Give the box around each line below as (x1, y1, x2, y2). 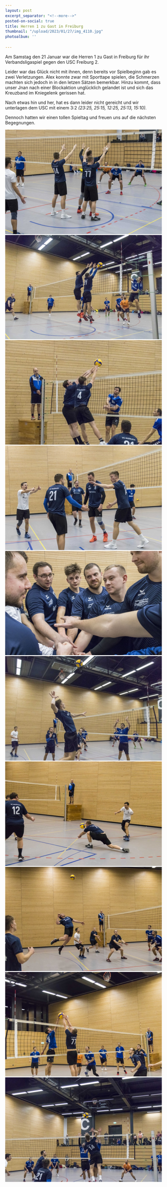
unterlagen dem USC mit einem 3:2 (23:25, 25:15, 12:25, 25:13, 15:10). (5, 104, 147, 110)
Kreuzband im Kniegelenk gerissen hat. (5, 90, 86, 96)
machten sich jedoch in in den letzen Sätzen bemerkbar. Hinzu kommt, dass (5, 79, 161, 85)
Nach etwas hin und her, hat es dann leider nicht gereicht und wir (5, 99, 139, 105)
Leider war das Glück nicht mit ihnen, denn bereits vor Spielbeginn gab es (5, 69, 157, 75)
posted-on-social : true (5, 18, 55, 23)
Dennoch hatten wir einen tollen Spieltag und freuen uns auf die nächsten (5, 114, 156, 120)
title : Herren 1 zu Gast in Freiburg (5, 24, 83, 29)
